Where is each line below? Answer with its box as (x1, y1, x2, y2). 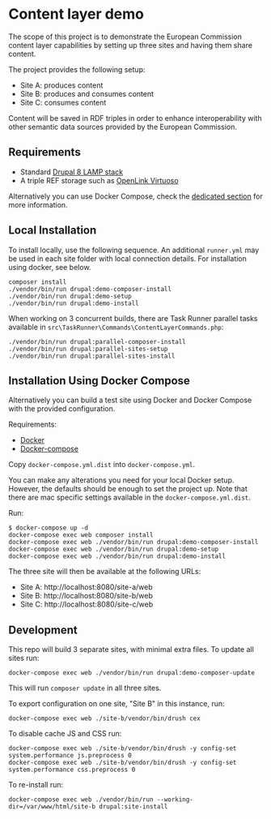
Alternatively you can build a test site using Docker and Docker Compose (8, 395, 252, 405)
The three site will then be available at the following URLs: (8, 567, 201, 577)
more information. (8, 199, 68, 209)
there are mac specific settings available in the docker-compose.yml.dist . (8, 492, 251, 503)
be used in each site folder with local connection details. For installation (8, 253, 247, 264)
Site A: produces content (19, 80, 104, 90)
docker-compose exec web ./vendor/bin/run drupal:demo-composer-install (8, 538, 259, 547)
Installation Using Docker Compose (8, 374, 190, 388)
